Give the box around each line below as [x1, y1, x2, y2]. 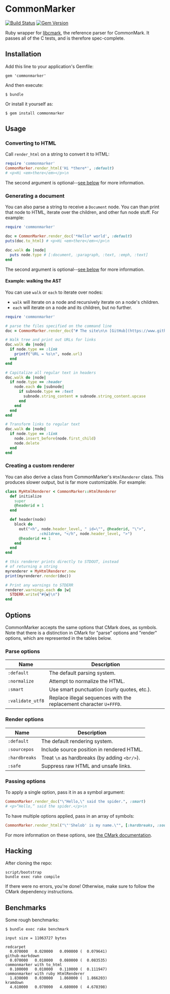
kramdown [5, 980, 24, 985]
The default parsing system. [49, 669, 116, 676]
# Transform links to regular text [5, 422, 80, 427]
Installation [5, 50, 41, 58]
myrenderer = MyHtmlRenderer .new [5, 569, 76, 574]
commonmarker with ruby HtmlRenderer [5, 971, 85, 976]
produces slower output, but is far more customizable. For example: [5, 479, 147, 485]
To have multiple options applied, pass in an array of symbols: [5, 813, 135, 819]
